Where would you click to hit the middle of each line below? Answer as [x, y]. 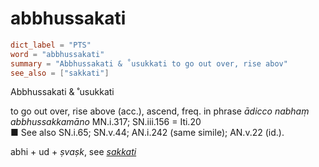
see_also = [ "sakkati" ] [60, 73]
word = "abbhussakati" [57, 54]
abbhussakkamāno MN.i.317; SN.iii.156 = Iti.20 [106, 122]
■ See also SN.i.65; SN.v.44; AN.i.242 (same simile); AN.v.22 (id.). [147, 133]
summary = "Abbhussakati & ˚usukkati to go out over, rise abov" [149, 63]
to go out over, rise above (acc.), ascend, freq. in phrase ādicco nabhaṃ [160, 111]
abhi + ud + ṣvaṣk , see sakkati [73, 152]
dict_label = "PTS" [51, 45]
